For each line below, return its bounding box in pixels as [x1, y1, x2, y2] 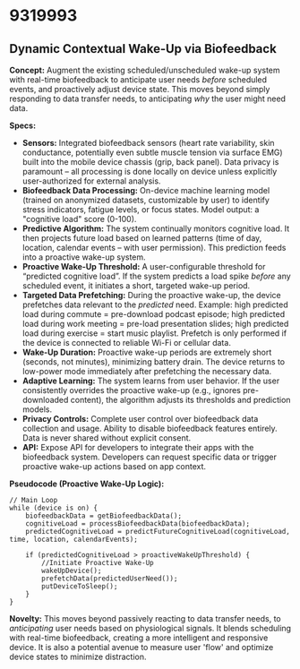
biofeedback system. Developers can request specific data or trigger [21, 451, 278, 462]
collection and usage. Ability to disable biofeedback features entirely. [21, 423, 278, 433]
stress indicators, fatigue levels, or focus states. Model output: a [21, 204, 260, 215]
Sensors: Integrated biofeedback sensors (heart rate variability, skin [21, 138, 275, 148]
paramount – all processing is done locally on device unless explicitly [21, 167, 278, 176]
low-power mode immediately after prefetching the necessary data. [21, 366, 272, 376]
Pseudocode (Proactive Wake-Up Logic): [9, 478, 165, 489]
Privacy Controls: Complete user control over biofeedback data [21, 414, 259, 424]
